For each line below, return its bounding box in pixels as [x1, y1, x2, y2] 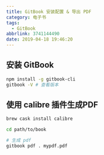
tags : [6, 20, 20, 26]
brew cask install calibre [6, 116, 73, 122]
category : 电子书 [6, 14, 46, 20]
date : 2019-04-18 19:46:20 [6, 36, 73, 42]
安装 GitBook [6, 60, 54, 70]
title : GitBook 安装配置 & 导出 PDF [6, 8, 92, 15]
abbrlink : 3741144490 [6, 31, 60, 37]
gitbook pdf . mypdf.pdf [6, 143, 68, 149]
